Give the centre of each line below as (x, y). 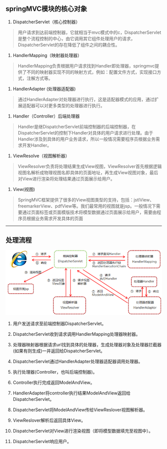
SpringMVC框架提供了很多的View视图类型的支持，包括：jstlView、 (86, 199)
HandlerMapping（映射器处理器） (47, 55)
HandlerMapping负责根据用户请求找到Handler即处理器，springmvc (86, 65)
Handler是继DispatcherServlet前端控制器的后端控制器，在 (77, 127)
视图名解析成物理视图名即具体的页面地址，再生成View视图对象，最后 (88, 172)
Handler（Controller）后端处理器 (46, 116)
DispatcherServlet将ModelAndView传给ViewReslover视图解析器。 (80, 410)
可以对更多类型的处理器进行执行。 (70, 105)
